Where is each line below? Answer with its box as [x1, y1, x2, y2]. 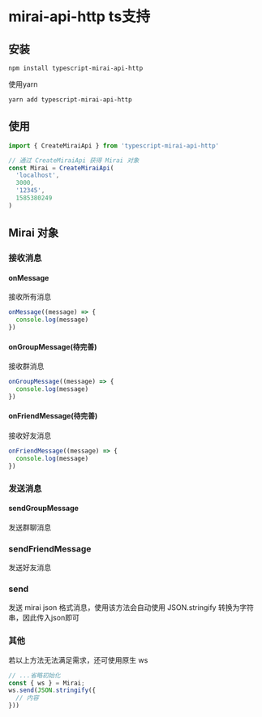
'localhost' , [15, 171, 60, 179]
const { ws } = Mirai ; [8, 679, 85, 687]
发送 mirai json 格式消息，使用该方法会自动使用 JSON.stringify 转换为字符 [8, 603, 254, 612]
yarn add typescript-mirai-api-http [8, 96, 132, 104]
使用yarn [8, 79, 38, 89]
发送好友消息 [8, 563, 51, 573]
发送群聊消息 [8, 522, 51, 532]
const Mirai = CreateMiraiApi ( [8, 164, 114, 172]
